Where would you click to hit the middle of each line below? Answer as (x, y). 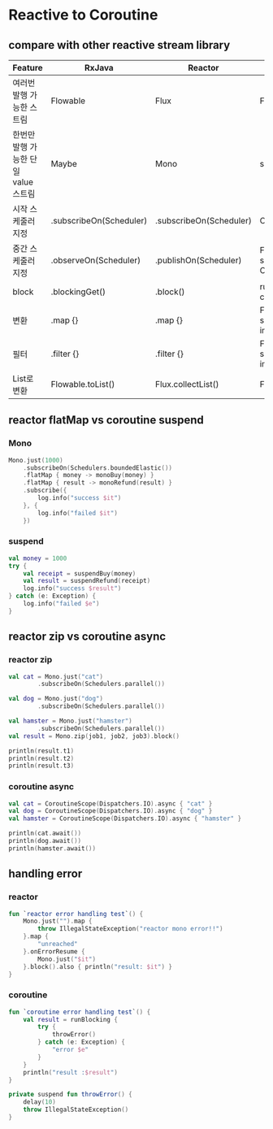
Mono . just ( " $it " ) (67, 959)
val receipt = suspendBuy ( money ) (80, 573)
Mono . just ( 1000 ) (36, 460)
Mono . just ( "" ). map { (58, 921)
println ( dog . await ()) (45, 841)
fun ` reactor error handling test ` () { (76, 914)
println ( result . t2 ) (41, 758)
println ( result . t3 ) (41, 766)
